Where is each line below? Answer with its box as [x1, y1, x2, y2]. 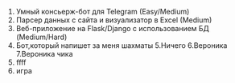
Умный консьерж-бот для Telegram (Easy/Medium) [15, 7, 190, 16]
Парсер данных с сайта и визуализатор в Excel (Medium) [15, 15, 212, 25]
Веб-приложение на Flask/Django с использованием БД [15, 24, 209, 33]
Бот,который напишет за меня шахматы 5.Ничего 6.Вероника [15, 41, 228, 50]
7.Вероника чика [15, 49, 74, 58]
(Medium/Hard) [15, 32, 68, 41]
